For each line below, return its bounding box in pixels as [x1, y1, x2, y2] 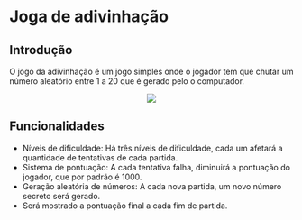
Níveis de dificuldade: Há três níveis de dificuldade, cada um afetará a [22, 142, 283, 153]
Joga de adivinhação [9, 6, 169, 27]
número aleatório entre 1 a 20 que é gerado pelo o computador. [9, 76, 245, 87]
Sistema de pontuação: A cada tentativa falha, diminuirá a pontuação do [22, 161, 291, 172]
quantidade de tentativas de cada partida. [22, 151, 178, 163]
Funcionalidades [9, 119, 105, 134]
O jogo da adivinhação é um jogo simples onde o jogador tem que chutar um [9, 66, 294, 77]
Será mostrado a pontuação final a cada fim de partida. [22, 200, 228, 211]
